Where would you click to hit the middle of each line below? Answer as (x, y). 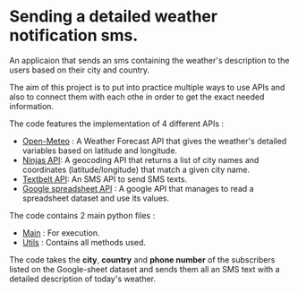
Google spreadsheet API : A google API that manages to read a (138, 188)
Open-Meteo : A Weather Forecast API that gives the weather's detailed (154, 141)
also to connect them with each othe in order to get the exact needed (137, 97)
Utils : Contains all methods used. (84, 242)
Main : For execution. (61, 233)
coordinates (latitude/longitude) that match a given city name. (136, 169)
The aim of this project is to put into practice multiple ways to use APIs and (147, 87)
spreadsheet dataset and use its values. (96, 198)
